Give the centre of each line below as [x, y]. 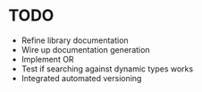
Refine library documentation [75, 40]
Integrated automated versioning [81, 78]
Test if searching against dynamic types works [107, 69]
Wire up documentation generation [85, 49]
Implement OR [47, 59]
